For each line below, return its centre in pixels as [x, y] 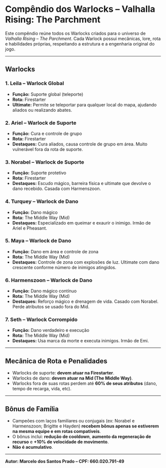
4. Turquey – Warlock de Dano [42, 201]
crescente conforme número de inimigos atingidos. [64, 267]
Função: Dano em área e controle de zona [55, 251]
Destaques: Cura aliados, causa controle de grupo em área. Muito [80, 144]
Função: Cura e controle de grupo [47, 133]
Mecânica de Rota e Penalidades [56, 361]
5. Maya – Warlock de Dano [38, 241]
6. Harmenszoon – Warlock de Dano [49, 280]
